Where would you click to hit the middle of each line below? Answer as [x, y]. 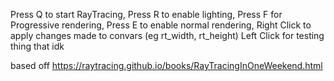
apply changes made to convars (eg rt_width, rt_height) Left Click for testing [167, 35]
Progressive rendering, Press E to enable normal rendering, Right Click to [161, 25]
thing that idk [37, 46]
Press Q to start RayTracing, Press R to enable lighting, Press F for [146, 14]
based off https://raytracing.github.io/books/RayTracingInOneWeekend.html [166, 65]
